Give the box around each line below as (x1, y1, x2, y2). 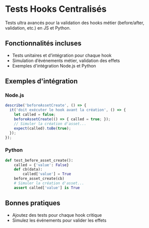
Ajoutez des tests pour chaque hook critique (12, 212, 102, 218)
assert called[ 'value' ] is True (14, 185, 80, 190)
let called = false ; (14, 112, 56, 117)
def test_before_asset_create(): (5, 158, 74, 163)
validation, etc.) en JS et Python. (5, 25, 71, 31)
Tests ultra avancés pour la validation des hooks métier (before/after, (5, 20, 145, 26)
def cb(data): (14, 167, 43, 172)
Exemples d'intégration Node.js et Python (12, 63, 97, 68)
